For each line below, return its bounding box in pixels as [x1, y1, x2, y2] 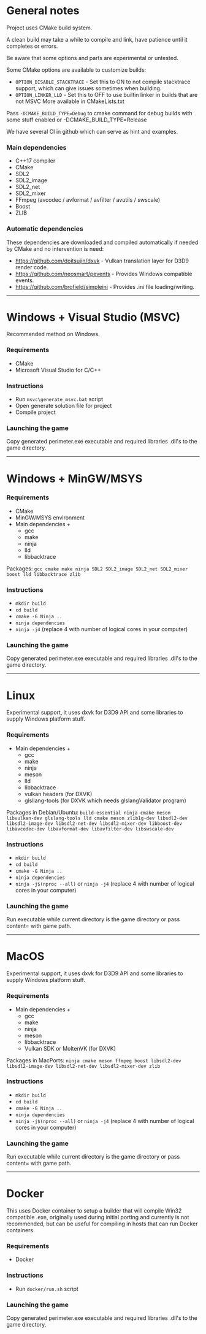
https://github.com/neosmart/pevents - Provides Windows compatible [15, 270, 193, 277]
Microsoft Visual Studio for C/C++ [15, 366, 101, 374]
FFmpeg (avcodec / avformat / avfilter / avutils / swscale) [15, 196, 161, 204]
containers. [6, 1227, 35, 1234]
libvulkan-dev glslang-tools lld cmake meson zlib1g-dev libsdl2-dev [6, 815, 188, 821]
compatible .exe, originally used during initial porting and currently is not [6, 1214, 189, 1221]
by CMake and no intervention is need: [6, 245, 104, 252]
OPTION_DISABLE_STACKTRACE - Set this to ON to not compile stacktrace [15, 78, 191, 85]
